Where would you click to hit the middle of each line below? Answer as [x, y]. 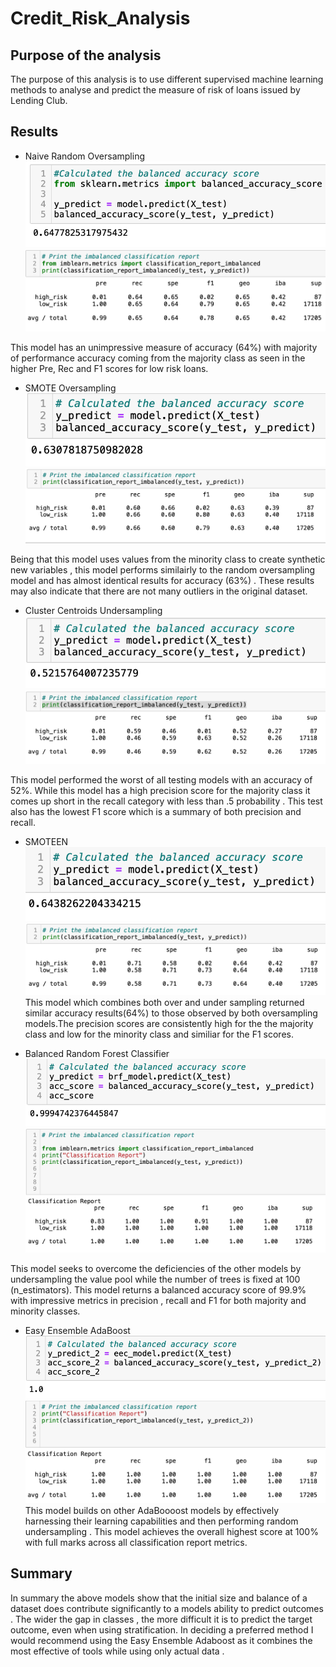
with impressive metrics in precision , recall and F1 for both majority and [158, 1301]
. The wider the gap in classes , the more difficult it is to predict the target [161, 1619]
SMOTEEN [46, 841]
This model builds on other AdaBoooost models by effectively [152, 1510]
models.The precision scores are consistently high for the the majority [169, 1024]
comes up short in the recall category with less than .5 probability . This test [166, 801]
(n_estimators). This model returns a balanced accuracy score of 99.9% [158, 1290]
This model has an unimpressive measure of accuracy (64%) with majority [164, 347]
